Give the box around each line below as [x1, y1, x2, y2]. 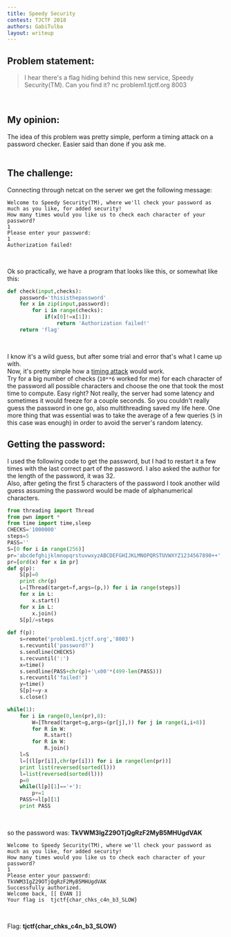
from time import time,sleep [7, 520, 91, 527]
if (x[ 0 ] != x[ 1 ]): [44, 313, 91, 320]
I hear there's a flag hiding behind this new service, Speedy [24, 73, 194, 82]
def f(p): [7, 629, 36, 637]
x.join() [32, 610, 57, 617]
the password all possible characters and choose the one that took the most [7, 381, 224, 390]
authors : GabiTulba [7, 23, 64, 30]
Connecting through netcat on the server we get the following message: [7, 185, 212, 194]
